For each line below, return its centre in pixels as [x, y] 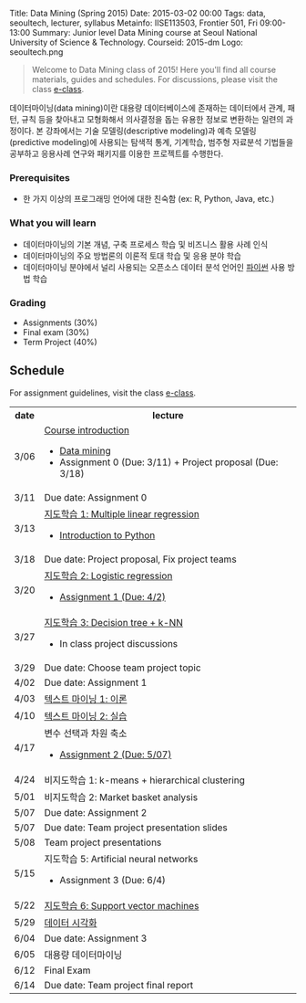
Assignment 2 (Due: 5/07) [116, 755]
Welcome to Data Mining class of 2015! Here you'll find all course [153, 69]
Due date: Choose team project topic [123, 668]
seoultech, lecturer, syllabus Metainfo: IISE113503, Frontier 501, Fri [133, 23]
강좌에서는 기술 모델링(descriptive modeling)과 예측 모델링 [151, 131]
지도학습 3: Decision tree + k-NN [114, 622]
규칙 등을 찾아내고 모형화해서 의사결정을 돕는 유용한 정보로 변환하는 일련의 [153, 119]
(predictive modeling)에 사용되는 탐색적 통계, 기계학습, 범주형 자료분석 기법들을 [152, 142]
